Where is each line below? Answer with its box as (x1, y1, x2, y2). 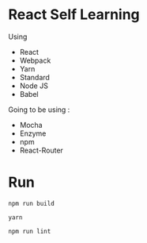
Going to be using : (8, 105, 70, 114)
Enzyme (19, 129, 47, 138)
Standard (19, 72, 50, 82)
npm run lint (8, 227, 51, 235)
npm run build (8, 199, 55, 207)
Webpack (19, 56, 51, 65)
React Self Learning (8, 6, 140, 24)
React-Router (19, 145, 63, 155)
